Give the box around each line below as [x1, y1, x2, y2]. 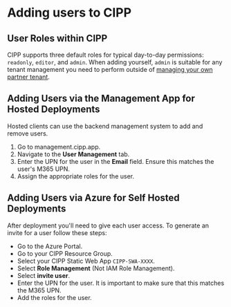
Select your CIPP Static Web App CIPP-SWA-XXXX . [17, 257, 156, 265]
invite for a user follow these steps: [7, 228, 107, 236]
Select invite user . [17, 271, 71, 279]
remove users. [7, 129, 48, 138]
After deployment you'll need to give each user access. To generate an [7, 221, 210, 230]
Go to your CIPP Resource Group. [17, 249, 113, 257]
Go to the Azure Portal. [17, 242, 83, 250]
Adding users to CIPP [7, 5, 132, 21]
